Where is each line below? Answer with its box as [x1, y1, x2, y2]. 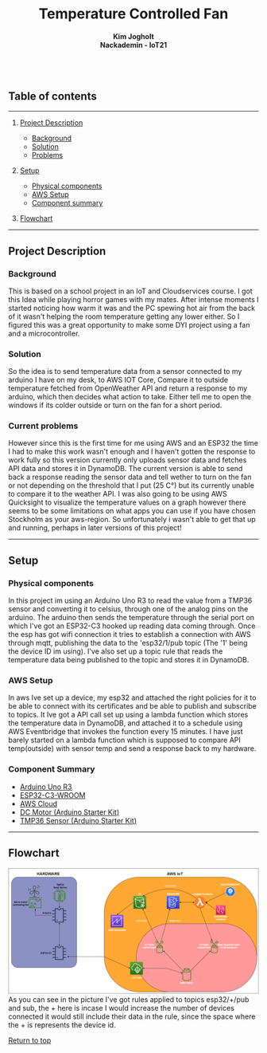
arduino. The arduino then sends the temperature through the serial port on [8, 613, 255, 623]
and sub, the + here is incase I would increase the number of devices [8, 1003, 234, 1012]
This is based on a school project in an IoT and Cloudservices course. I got [8, 286, 253, 296]
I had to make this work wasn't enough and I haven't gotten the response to [8, 447, 256, 457]
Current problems [8, 420, 79, 431]
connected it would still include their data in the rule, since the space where [8, 1012, 256, 1021]
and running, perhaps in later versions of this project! [8, 523, 182, 532]
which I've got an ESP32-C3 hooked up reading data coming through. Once [8, 621, 256, 631]
